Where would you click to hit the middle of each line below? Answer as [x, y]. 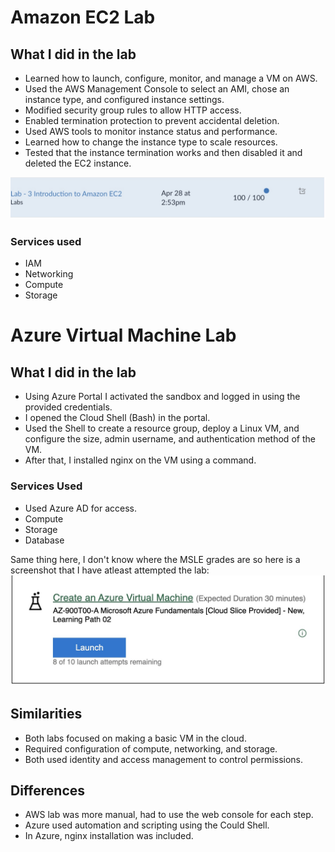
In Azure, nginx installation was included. [109, 836]
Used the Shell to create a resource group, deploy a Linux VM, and [162, 428]
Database [44, 540]
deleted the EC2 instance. [78, 163]
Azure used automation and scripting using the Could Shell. [147, 825]
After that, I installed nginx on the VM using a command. [140, 460]
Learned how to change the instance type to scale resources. [151, 142]
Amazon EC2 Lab [83, 17]
